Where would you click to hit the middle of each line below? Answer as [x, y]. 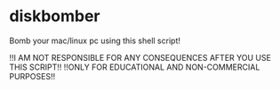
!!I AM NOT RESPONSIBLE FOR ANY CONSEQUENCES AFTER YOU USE [140, 57]
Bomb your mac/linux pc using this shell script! [95, 41]
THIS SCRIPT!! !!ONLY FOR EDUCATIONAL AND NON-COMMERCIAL [135, 67]
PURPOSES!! [32, 76]
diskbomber [55, 16]
